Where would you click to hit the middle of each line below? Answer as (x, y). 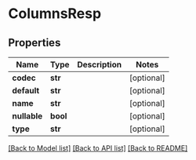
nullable (27, 116)
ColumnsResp (55, 14)
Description (100, 65)
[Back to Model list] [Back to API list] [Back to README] (98, 148)
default (26, 91)
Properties (34, 43)
